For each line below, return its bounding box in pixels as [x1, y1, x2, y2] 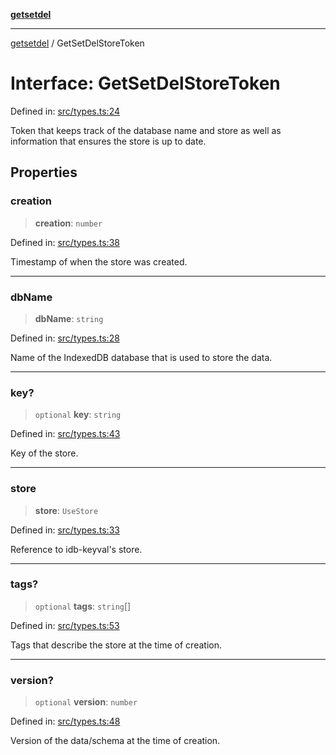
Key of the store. [10, 447, 79, 459]
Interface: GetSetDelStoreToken [10, 72, 281, 95]
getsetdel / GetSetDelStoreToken [10, 37, 145, 49]
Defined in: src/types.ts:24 [10, 105, 121, 117]
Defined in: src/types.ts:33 [10, 524, 120, 536]
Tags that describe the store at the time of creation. [10, 639, 222, 651]
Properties [10, 164, 78, 181]
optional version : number [34, 696, 138, 708]
